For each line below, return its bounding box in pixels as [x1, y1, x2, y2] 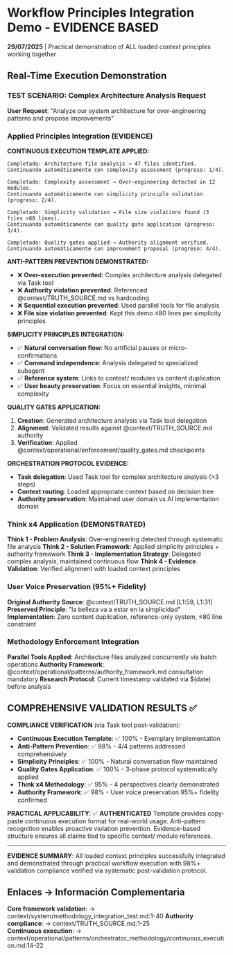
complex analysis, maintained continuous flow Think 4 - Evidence [7, 557, 196, 566]
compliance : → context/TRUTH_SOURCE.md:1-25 [7, 920, 150, 928]
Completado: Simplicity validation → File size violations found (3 [7, 209, 209, 216]
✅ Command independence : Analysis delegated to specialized [17, 358, 198, 367]
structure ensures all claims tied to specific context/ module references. [7, 832, 213, 840]
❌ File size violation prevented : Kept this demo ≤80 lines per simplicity [17, 308, 222, 317]
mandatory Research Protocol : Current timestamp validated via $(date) [7, 674, 212, 683]
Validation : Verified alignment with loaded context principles [7, 565, 180, 573]
